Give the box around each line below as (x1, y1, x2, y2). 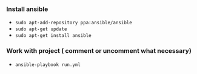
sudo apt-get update (15, 26, 67, 32)
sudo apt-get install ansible (15, 33, 92, 39)
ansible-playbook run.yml (15, 61, 81, 68)
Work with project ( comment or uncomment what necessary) (6, 47, 192, 55)
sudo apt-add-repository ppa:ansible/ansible (15, 20, 132, 26)
